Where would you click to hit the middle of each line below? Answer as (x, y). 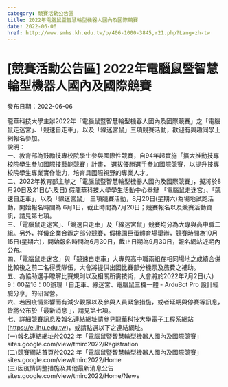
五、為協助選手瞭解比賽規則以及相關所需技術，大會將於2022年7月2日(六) (111, 276)
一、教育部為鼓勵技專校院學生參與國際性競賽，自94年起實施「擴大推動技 (110, 156)
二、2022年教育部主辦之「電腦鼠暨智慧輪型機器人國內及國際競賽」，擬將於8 (114, 181)
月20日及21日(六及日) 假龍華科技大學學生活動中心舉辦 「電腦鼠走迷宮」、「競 (114, 190)
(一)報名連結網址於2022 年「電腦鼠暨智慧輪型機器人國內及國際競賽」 (105, 336)
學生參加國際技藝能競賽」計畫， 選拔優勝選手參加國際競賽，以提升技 (116, 164)
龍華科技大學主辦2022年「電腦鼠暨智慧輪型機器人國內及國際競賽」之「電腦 (114, 121)
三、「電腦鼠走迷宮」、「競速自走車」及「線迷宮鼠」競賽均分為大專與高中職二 (114, 224)
